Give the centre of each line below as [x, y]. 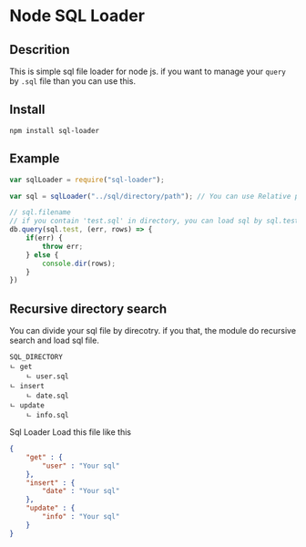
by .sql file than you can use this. [73, 81]
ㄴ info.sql [48, 416]
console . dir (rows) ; [79, 263]
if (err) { [45, 238]
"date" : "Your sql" [81, 491]
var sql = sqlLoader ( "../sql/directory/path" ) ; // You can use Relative [150, 196]
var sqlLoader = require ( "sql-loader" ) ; [87, 180]
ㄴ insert [27, 387]
